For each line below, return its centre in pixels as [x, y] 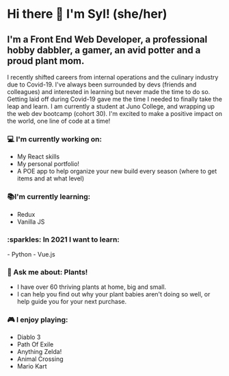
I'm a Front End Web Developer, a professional [107, 39]
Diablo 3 [29, 337]
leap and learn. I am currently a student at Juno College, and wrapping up [111, 106]
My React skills [38, 156]
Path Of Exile [35, 344]
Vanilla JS [31, 222]
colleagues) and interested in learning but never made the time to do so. [109, 92]
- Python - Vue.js [31, 254]
